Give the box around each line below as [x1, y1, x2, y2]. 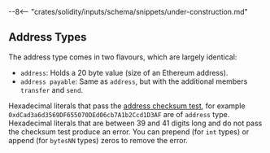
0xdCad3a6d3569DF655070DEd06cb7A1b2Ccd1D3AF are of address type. [8, 109, 230, 119]
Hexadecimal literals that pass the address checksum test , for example [8, 101, 246, 111]
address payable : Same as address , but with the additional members [20, 76, 248, 86]
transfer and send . [20, 85, 84, 94]
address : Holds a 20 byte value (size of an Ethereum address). [20, 68, 229, 77]
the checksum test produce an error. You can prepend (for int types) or [8, 126, 250, 137]
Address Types [8, 30, 87, 44]
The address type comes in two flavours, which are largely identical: [8, 52, 237, 62]
